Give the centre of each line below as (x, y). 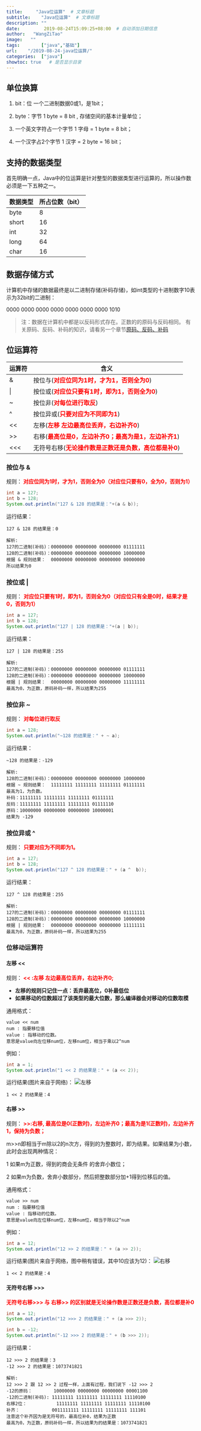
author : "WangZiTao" (34, 34)
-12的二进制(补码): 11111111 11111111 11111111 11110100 (76, 1397)
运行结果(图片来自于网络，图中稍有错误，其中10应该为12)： (79, 1261)
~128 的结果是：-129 (29, 761)
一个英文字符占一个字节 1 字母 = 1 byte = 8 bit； (73, 129)
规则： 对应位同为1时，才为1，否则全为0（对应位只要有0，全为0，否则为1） (100, 482)
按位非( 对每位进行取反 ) (66, 403)
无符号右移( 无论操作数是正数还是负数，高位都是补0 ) (106, 448)
